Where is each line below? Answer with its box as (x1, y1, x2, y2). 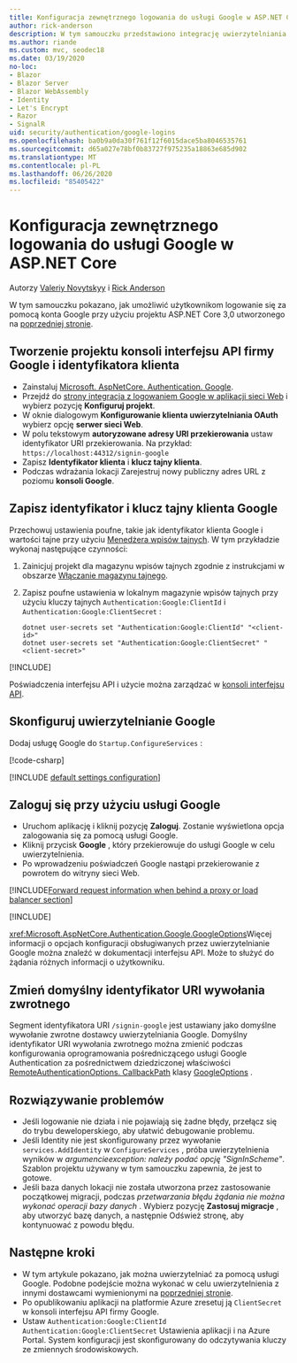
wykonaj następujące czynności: (9, 543, 128, 554)
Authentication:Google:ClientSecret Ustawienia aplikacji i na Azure (21, 1325, 270, 1336)
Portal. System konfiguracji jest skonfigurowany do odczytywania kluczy (21, 1334, 287, 1345)
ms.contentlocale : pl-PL (9, 161, 101, 170)
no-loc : (9, 63, 38, 72)
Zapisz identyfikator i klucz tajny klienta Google (9, 501, 278, 516)
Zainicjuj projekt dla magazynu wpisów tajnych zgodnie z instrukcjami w (21, 560, 286, 571)
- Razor (9, 112, 38, 120)
